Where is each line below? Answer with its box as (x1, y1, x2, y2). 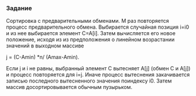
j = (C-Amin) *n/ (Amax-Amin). (6, 54, 80, 61)
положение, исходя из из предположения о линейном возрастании (6, 36, 175, 43)
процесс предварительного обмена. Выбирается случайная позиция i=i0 (6, 23, 190, 30)
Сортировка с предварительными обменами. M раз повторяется (6, 18, 169, 25)
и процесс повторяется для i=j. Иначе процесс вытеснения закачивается (6, 71, 190, 78)
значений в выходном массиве (6, 42, 84, 49)
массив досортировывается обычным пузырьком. (6, 84, 133, 91)
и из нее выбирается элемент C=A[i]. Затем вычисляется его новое (6, 30, 176, 37)
